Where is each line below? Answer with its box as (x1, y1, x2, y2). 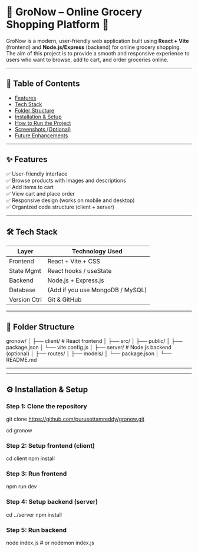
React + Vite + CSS (47, 257, 100, 266)
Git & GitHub (47, 296, 82, 304)
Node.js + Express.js (47, 276, 104, 285)
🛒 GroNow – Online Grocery (6, 5, 143, 19)
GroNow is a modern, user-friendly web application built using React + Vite (6, 37, 189, 44)
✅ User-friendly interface (6, 170, 68, 177)
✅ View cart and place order (6, 190, 75, 197)
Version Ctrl (9, 296, 42, 304)
